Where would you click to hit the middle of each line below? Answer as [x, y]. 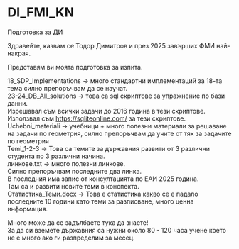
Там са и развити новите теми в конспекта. [74, 186]
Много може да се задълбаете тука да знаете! [78, 222]
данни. [18, 103]
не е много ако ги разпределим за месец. [71, 238]
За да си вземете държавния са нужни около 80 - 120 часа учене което [117, 230]
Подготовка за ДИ [35, 32]
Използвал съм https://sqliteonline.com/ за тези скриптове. [97, 118]
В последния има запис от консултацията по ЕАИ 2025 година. [103, 179]
